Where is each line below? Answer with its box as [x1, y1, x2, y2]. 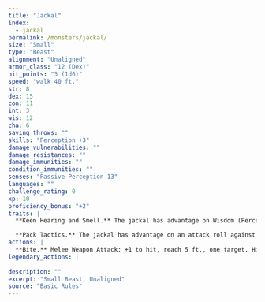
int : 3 [8, 107, 30, 115]
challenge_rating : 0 [8, 187, 77, 196]
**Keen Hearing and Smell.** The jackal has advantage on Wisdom [15, 217, 235, 225]
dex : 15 [8, 92, 34, 100]
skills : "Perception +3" [8, 136, 90, 144]
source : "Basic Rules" [8, 282, 83, 290]
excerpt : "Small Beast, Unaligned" [8, 275, 125, 283]
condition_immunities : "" [8, 166, 93, 173]
